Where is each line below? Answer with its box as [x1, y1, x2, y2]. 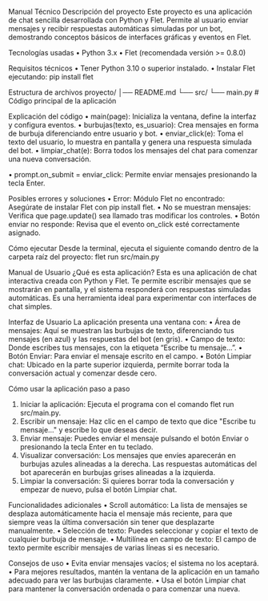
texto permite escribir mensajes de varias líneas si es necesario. [8, 543, 220, 552]
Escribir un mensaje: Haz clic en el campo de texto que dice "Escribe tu [19, 416, 256, 426]
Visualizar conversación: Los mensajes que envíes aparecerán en [19, 451, 236, 460]
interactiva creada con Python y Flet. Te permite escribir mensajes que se [8, 276, 252, 286]
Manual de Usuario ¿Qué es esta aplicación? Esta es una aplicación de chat [8, 268, 258, 277]
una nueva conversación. [8, 154, 92, 164]
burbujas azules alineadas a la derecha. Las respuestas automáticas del [19, 459, 258, 469]
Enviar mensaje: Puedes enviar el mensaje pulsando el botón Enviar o [19, 433, 250, 443]
